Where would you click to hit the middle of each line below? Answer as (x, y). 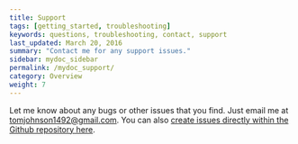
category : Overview (46, 76)
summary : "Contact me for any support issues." (100, 51)
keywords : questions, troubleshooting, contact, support (118, 34)
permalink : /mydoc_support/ (62, 68)
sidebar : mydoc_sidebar (54, 59)
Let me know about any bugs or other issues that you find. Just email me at (149, 110)
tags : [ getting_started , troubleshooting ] (90, 26)
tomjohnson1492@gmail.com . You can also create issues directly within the (149, 120)
